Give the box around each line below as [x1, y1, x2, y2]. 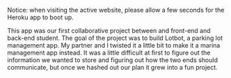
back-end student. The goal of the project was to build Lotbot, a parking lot [7, 34, 223, 42]
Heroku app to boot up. [7, 13, 74, 21]
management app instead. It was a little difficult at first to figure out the [7, 48, 211, 57]
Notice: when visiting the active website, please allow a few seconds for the [7, 6, 225, 14]
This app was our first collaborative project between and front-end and [7, 27, 211, 35]
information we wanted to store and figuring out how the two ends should [7, 56, 218, 64]
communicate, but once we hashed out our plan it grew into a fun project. [7, 64, 218, 71]
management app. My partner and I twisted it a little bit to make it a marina [7, 41, 221, 49]
